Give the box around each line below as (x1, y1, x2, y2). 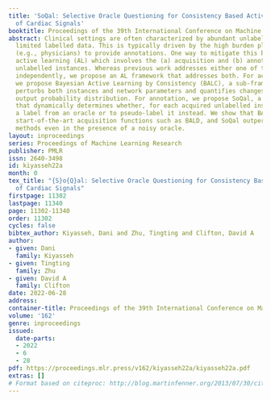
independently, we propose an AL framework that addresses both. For (15, 72, 254, 80)
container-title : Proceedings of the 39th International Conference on (8, 304, 254, 312)
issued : (8, 327, 35, 335)
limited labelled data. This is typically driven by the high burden (15, 42, 254, 50)
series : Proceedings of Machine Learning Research (8, 139, 182, 148)
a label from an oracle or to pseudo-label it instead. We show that (15, 110, 254, 118)
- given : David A (8, 274, 67, 282)
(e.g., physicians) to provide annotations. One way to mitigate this (15, 49, 258, 57)
